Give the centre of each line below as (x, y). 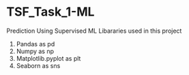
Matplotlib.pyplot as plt (48, 58)
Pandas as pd (35, 44)
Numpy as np (35, 51)
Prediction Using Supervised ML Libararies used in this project (94, 31)
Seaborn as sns (38, 65)
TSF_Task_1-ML (50, 12)
